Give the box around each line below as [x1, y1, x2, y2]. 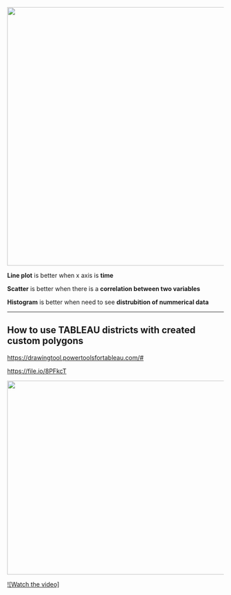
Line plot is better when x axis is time [7, 272, 113, 279]
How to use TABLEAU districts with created [7, 324, 196, 336]
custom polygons [7, 335, 84, 347]
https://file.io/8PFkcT [7, 367, 67, 375]
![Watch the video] [7, 580, 60, 588]
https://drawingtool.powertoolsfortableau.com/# [7, 353, 144, 361]
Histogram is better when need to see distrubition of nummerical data [7, 298, 209, 306]
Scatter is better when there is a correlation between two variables [7, 285, 201, 292]
